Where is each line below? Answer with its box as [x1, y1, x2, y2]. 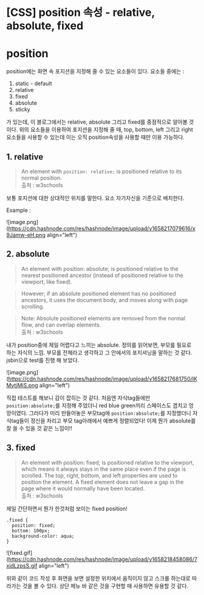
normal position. [21, 174, 62, 181]
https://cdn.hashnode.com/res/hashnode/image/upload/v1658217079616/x [8, 225, 195, 232]
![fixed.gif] [6, 549, 33, 556]
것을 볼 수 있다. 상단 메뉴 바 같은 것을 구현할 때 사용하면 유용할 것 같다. [22, 582, 189, 590]
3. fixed [6, 443, 36, 453]
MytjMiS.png [6, 381, 38, 389]
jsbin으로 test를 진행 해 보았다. [6, 356, 80, 364]
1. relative [6, 152, 44, 162]
